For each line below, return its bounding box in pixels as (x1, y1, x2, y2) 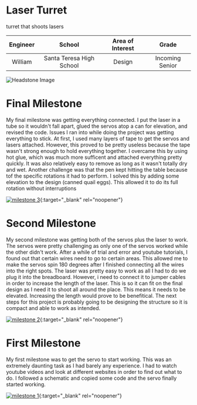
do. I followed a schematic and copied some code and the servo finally (6, 375, 177, 382)
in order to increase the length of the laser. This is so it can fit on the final (6, 280, 183, 287)
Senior (159, 61, 178, 69)
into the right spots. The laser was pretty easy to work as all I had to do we (6, 267, 186, 274)
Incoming (155, 54, 181, 62)
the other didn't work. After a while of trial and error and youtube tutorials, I (6, 249, 188, 256)
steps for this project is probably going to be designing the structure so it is (6, 298, 188, 305)
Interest (111, 44, 134, 52)
